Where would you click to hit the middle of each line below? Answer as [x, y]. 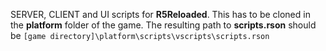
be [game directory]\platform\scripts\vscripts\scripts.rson [140, 35]
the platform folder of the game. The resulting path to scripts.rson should [163, 25]
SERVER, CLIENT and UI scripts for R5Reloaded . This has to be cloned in [160, 14]
